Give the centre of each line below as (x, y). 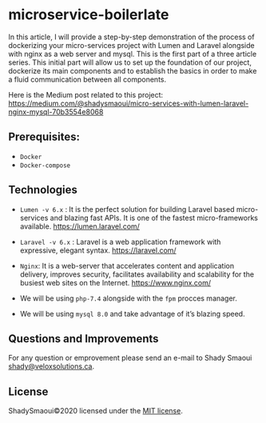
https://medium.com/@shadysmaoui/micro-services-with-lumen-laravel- (129, 103)
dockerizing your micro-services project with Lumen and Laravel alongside (131, 45)
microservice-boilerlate (89, 15)
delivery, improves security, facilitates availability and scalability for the (137, 274)
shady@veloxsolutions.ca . (51, 366)
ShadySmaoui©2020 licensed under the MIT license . (96, 411)
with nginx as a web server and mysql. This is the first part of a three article (133, 54)
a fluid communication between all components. (87, 79)
